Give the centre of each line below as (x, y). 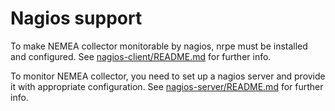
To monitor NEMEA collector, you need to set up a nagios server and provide (168, 76)
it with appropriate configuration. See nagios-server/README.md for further (167, 86)
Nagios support (76, 18)
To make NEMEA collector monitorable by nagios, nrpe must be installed (159, 46)
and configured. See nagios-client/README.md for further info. (141, 56)
